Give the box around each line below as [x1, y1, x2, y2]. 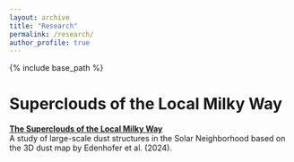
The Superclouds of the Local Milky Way [9, 124, 163, 134]
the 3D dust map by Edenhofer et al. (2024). [9, 142, 173, 153]
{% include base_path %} [9, 63, 104, 73]
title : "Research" [9, 21, 78, 30]
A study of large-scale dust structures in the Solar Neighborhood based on [9, 133, 286, 144]
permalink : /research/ [9, 30, 94, 38]
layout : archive [9, 13, 70, 22]
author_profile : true [9, 38, 91, 47]
